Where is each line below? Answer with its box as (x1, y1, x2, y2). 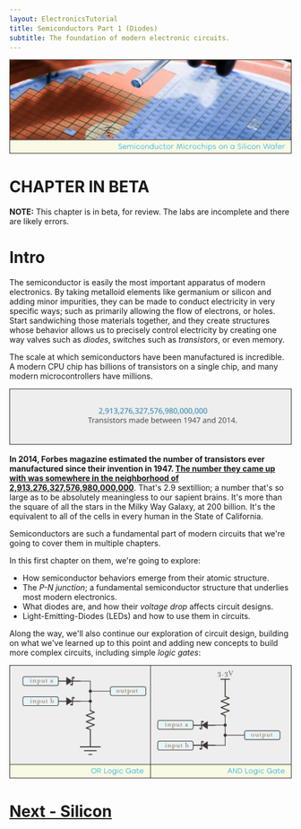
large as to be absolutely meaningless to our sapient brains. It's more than (9, 492, 282, 502)
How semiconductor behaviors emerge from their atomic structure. (21, 572, 271, 583)
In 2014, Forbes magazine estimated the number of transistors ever (9, 454, 266, 465)
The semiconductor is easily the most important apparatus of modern (9, 277, 266, 288)
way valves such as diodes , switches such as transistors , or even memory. (9, 335, 285, 345)
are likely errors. (9, 216, 70, 227)
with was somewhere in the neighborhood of (9, 473, 179, 484)
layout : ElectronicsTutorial (9, 14, 118, 23)
